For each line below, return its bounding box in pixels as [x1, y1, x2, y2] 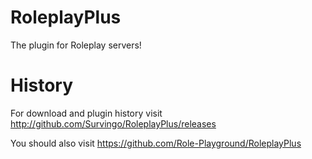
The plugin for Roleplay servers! [10, 39, 142, 51]
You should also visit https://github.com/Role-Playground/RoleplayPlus [10, 137, 302, 149]
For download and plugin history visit [10, 107, 163, 119]
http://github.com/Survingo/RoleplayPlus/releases [10, 117, 217, 130]
